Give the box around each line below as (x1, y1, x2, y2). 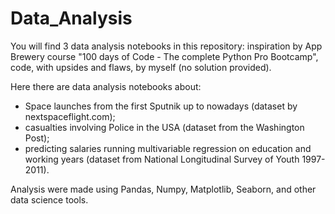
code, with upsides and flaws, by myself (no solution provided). (10, 61, 272, 73)
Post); (24, 132, 50, 144)
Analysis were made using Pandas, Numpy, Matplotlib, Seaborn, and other (10, 183, 317, 195)
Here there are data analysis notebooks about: (10, 80, 202, 92)
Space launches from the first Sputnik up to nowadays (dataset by (24, 100, 298, 112)
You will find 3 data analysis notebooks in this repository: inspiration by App (10, 40, 323, 52)
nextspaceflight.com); (24, 110, 116, 122)
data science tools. (10, 193, 89, 206)
